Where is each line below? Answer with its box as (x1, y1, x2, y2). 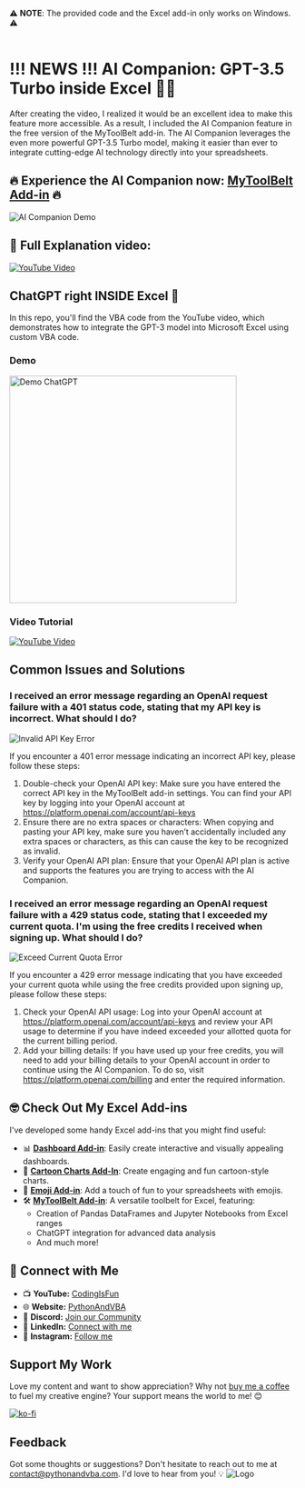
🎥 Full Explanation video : (9, 238, 152, 254)
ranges (35, 1217, 64, 1228)
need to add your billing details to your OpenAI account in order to (22, 1054, 271, 1065)
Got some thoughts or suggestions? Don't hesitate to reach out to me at (9, 1459, 278, 1470)
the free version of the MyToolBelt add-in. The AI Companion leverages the (9, 127, 290, 138)
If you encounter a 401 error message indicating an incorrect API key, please (9, 750, 296, 762)
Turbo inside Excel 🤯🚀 (9, 78, 177, 99)
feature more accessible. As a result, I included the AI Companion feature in (9, 117, 292, 128)
